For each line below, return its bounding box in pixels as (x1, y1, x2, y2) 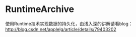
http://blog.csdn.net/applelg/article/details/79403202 (5, 26, 117, 32)
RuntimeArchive (5, 3, 75, 15)
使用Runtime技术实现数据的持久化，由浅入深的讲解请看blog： (5, 20, 133, 26)
